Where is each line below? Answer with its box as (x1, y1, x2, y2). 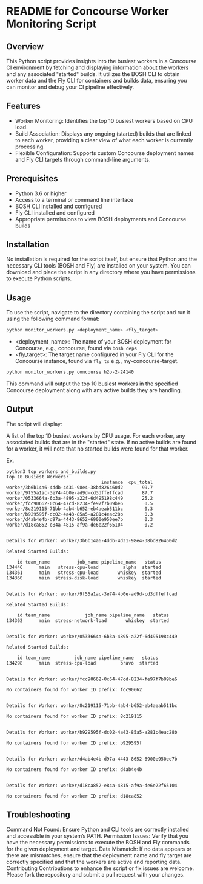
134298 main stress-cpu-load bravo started (6, 660, 159, 666)
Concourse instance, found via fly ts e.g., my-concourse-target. (15, 357, 179, 365)
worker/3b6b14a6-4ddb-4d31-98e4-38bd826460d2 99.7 (6, 485, 153, 491)
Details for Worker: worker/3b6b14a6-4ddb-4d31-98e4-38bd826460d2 (6, 537, 178, 544)
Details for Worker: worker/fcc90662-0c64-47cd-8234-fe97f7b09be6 (6, 676, 178, 682)
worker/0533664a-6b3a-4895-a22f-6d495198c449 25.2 (6, 495, 153, 501)
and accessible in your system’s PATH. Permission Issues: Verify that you (6, 832, 189, 840)
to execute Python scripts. (6, 275, 72, 282)
